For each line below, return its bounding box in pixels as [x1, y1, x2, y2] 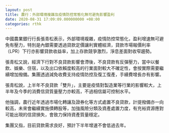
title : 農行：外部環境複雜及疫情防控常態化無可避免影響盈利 [5, 12, 115, 17]
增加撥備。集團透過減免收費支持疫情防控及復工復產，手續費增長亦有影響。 [9, 71, 164, 78]
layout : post [5, 7, 33, 13]
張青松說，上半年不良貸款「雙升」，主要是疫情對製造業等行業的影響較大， [5, 82, 157, 88]
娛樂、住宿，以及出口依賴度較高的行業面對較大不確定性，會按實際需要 [14, 65, 159, 71]
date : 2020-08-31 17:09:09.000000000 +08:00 [5, 17, 100, 22]
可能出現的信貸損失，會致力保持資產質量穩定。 [5, 111, 102, 118]
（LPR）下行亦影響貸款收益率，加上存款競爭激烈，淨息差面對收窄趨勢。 [5, 48, 154, 54]
